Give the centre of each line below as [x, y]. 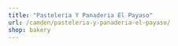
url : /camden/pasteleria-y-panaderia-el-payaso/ [89, 23]
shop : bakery [30, 30]
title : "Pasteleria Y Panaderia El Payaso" [81, 15]
